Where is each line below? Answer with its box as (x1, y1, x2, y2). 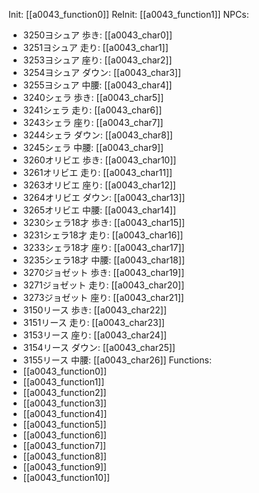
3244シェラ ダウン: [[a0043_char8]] (22, 129, 173, 141)
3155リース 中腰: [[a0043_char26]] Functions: (22, 354, 212, 366)
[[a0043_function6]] (22, 429, 107, 441)
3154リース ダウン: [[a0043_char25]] (22, 342, 176, 353)
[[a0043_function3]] (22, 397, 107, 409)
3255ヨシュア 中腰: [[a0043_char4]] (22, 79, 173, 91)
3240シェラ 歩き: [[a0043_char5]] (22, 92, 165, 103)
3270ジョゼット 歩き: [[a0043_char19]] (22, 267, 185, 278)
